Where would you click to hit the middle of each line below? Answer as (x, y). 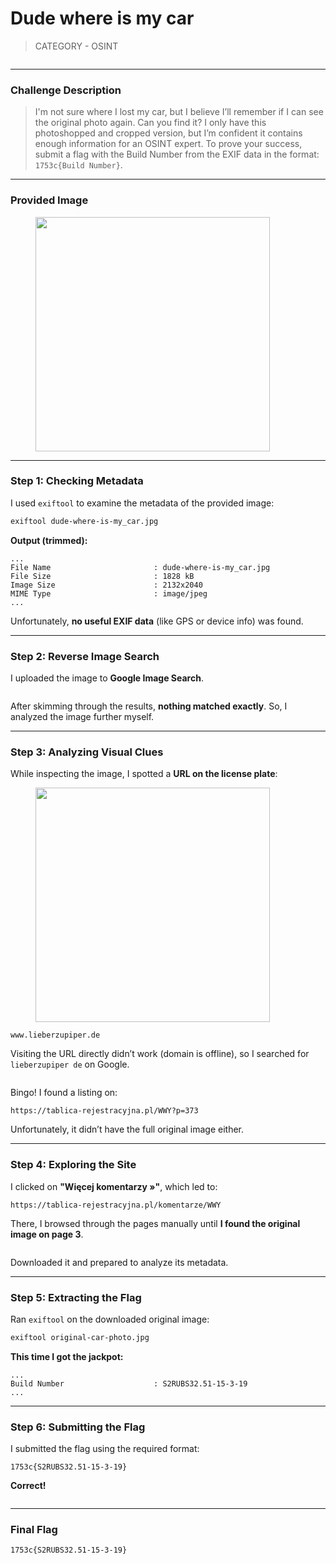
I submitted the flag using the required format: (105, 1449)
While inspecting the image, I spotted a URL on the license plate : (144, 774)
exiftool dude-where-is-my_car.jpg (84, 521)
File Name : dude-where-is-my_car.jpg (140, 567)
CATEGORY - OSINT (76, 46)
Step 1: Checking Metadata (77, 481)
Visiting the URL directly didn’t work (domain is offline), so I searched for (160, 1054)
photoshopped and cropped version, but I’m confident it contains (168, 133)
